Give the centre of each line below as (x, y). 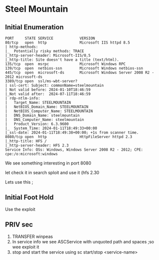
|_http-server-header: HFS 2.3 (37, 145)
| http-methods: (22, 47)
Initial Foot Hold (29, 198)
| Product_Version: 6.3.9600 (37, 124)
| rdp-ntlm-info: (23, 98)
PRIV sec (19, 225)
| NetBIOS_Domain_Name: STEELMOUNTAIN (47, 107)
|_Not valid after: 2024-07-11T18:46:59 (48, 94)
